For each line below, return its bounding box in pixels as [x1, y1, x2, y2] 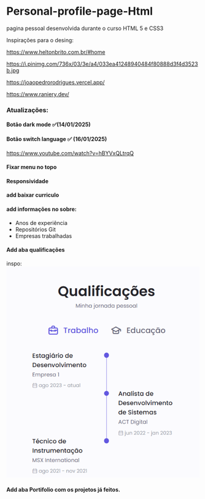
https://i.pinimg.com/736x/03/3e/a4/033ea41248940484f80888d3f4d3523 [6, 60, 198, 67]
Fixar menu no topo [6, 164, 57, 171]
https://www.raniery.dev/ [6, 90, 69, 97]
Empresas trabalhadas [15, 232, 72, 240]
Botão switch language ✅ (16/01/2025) [6, 135, 107, 143]
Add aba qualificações [6, 246, 65, 254]
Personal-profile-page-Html [6, 4, 153, 18]
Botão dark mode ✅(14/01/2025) [6, 121, 91, 128]
